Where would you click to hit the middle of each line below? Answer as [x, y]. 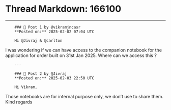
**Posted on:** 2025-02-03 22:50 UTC [54, 78]
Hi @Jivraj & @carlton [38, 40]
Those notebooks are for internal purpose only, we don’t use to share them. [84, 96]
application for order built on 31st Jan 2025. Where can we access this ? [81, 55]
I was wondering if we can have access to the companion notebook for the [83, 50]
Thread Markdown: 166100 [63, 9]
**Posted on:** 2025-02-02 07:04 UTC [54, 32]
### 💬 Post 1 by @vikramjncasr [48, 27]
